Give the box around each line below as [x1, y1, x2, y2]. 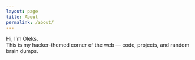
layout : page [6, 8, 38, 15]
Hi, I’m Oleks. [6, 36, 38, 43]
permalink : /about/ [6, 19, 54, 25]
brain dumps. [6, 48, 38, 55]
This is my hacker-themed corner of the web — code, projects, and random [6, 41, 190, 48]
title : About [6, 14, 38, 20]
